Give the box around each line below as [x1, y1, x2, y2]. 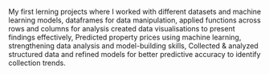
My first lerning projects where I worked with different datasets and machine [8, 7, 262, 16]
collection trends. [8, 58, 66, 68]
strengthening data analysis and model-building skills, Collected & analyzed [8, 41, 259, 51]
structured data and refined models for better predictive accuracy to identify [8, 50, 261, 59]
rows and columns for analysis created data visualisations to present [8, 24, 235, 33]
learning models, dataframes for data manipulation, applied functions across [8, 15, 261, 25]
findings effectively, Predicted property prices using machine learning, [8, 32, 242, 42]
